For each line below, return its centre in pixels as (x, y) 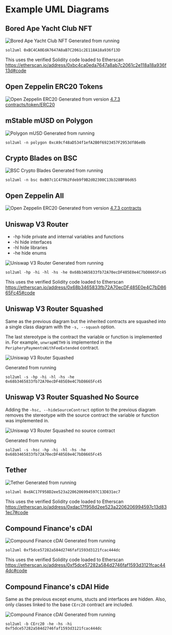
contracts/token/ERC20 (30, 104)
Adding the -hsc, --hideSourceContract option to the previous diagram (80, 409)
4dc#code (16, 571)
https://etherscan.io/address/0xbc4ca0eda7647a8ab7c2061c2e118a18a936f (86, 65)
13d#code (16, 71)
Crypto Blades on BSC (41, 158)
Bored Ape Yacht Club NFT (49, 29)
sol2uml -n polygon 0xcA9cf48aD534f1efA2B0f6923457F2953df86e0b (75, 142)
